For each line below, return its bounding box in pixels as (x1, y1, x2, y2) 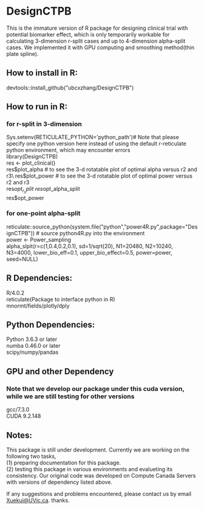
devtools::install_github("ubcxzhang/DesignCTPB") (6, 84, 134, 91)
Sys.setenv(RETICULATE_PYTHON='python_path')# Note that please (6, 134, 179, 141)
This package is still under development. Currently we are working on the (6, 446, 190, 453)
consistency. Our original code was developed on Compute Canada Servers (6, 472, 196, 479)
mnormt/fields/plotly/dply (6, 302, 70, 309)
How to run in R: (6, 102, 68, 112)
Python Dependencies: (6, 320, 95, 330)
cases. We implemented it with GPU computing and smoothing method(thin (6, 44, 195, 51)
